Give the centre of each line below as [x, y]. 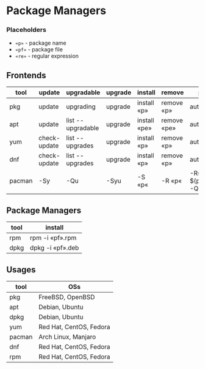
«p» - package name [41, 43]
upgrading [81, 106]
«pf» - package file [39, 50]
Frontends [26, 75]
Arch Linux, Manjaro [67, 337]
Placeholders [27, 30]
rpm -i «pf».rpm [53, 238]
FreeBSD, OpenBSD [67, 297]
